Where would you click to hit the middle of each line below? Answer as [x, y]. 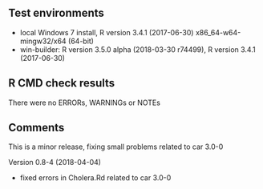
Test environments [56, 13]
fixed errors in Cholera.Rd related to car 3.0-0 [95, 178]
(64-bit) [81, 41]
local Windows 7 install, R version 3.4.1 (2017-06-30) [107, 32]
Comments [36, 128]
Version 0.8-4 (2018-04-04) [55, 163]
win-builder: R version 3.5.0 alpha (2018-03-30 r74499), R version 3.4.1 [138, 49]
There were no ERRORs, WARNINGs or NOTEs [84, 103]
